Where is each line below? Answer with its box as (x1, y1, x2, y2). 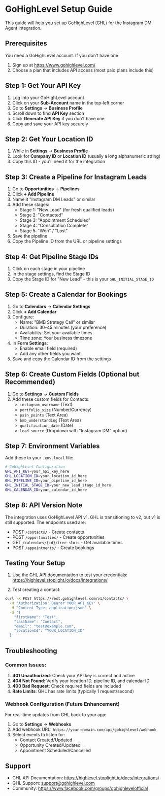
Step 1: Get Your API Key (5, 81, 81, 90)
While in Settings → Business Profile (12, 148, 88, 154)
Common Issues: (5, 661, 47, 668)
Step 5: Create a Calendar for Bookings (5, 290, 127, 299)
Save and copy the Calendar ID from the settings (12, 356, 111, 362)
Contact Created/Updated (19, 737, 72, 743)
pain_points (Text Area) (19, 412, 68, 417)
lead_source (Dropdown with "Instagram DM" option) (19, 427, 127, 433)
